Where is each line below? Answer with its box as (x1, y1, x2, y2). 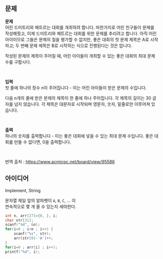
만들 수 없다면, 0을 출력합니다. (14, 139, 72, 145)
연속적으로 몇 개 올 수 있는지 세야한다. (5, 203, 76, 210)
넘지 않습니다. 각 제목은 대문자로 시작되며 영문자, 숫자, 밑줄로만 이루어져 (14, 101, 150, 107)
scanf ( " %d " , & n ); (5, 222, 40, 227)
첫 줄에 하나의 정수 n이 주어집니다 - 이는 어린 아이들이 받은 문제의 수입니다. (5, 84, 147, 91)
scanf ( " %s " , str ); (14, 231, 51, 236)
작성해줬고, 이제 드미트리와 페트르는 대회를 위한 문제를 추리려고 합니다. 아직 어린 (5, 31, 157, 36)
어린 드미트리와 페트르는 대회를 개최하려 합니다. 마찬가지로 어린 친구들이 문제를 (5, 24, 155, 30)
